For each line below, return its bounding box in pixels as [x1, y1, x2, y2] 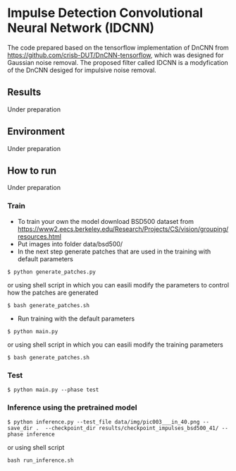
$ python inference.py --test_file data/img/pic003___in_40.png [7, 419, 200, 426]
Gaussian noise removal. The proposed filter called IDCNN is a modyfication [7, 58, 229, 66]
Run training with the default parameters [17, 314, 135, 323]
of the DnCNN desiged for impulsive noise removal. [7, 66, 156, 74]
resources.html [17, 232, 62, 241]
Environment [7, 126, 66, 138]
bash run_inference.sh [7, 457, 74, 464]
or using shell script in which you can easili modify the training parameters [7, 340, 223, 349]
